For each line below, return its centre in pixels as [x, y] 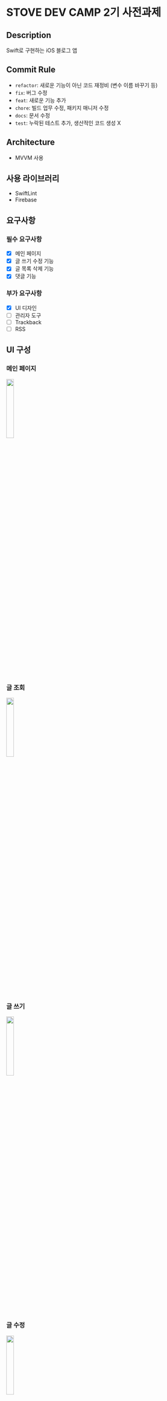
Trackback [28, 322]
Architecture [31, 142]
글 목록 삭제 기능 [34, 269]
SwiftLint [26, 194]
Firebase [26, 200]
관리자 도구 [28, 315]
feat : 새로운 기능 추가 [40, 100]
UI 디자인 [26, 308]
